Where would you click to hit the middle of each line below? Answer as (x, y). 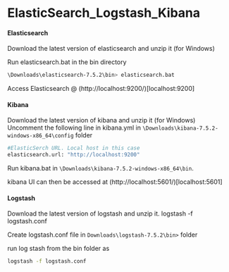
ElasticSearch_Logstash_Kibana (104, 13)
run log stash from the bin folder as (58, 249)
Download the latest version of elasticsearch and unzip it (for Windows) (111, 49)
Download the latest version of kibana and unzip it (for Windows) (101, 120)
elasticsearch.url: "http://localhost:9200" (74, 155)
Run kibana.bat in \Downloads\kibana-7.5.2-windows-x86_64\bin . (100, 168)
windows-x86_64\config (41, 136)
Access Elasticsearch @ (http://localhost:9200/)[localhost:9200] (101, 89)
